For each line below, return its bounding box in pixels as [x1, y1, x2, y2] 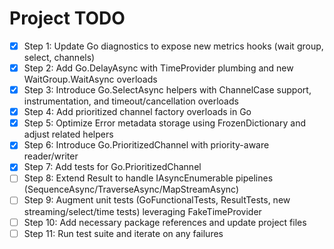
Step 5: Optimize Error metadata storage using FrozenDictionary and [23, 117, 306, 129]
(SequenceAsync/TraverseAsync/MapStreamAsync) [23, 183, 240, 196]
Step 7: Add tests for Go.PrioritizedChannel [23, 161, 202, 173]
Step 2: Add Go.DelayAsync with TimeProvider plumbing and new [23, 62, 294, 74]
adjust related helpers [23, 128, 114, 141]
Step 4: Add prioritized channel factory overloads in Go [23, 106, 252, 118]
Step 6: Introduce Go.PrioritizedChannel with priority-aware [23, 139, 270, 151]
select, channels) [23, 52, 96, 63]
